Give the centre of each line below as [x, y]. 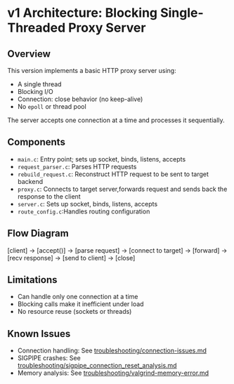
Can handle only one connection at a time [78, 297]
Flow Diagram [38, 233]
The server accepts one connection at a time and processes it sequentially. [116, 120]
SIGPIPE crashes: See [49, 358]
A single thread [39, 84]
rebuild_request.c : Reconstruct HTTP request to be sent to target [113, 174]
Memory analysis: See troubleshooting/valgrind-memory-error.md [113, 373]
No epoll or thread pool [52, 106]
